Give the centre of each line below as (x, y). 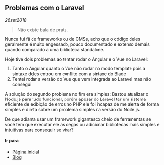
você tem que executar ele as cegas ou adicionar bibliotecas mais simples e (82, 124)
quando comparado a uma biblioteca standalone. (55, 49)
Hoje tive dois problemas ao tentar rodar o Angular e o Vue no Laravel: (77, 59)
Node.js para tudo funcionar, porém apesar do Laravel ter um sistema (76, 99)
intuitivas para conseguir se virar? (39, 130)
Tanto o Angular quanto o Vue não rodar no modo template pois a (79, 68)
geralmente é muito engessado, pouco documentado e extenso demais (78, 44)
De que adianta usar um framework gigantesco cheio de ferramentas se (78, 119)
